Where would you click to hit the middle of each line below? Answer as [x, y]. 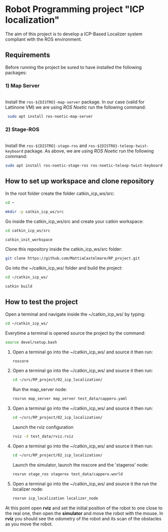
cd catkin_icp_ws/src [28, 231]
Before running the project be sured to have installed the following [73, 67]
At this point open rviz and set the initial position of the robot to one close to [84, 508]
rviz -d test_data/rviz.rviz [43, 436]
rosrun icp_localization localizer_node [55, 498]
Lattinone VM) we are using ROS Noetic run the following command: [76, 107]
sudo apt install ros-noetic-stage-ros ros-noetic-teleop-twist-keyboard [84, 166]
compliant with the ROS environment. [44, 39]
